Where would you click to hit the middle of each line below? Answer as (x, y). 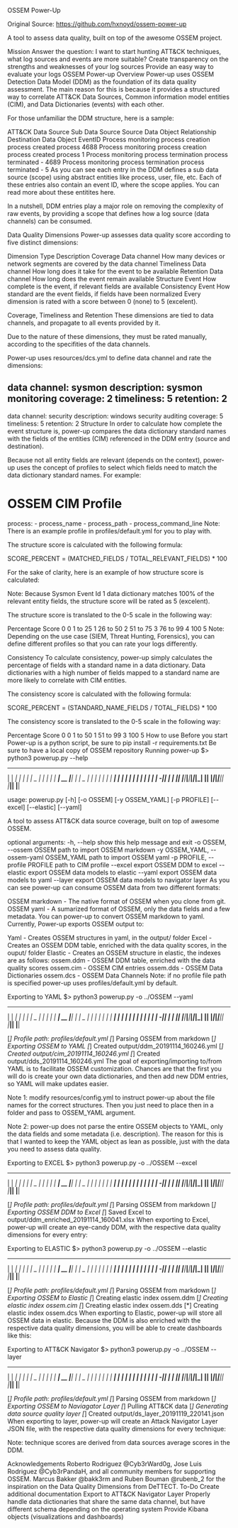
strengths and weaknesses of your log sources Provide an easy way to (110, 66)
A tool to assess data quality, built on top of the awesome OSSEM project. (115, 38)
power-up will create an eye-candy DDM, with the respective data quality (114, 1227)
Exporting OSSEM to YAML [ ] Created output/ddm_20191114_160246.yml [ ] (115, 1046)
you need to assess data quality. (55, 1149)
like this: (19, 1335)
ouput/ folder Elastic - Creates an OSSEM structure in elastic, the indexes (114, 953)
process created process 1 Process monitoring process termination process (118, 155)
